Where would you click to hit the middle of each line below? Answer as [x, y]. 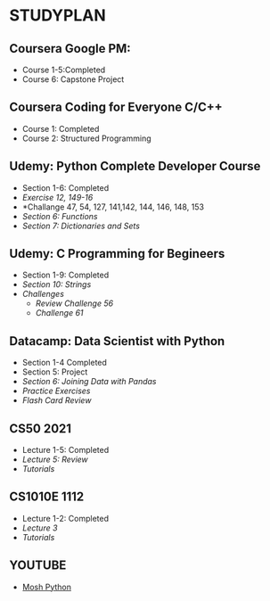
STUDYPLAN [58, 16]
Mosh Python [46, 587]
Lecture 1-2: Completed [65, 518]
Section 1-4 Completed [64, 363]
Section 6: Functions [60, 216]
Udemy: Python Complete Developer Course [135, 166]
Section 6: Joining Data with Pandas [89, 382]
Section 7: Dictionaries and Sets [81, 226]
